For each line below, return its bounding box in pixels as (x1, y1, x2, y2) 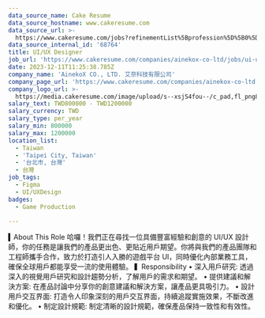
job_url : (8, 56, 37, 64)
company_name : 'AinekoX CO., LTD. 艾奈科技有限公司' (8, 70, 176, 78)
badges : (8, 195, 34, 203)
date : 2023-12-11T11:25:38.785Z (8, 63, 114, 71)
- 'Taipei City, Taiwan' (15, 151, 97, 159)
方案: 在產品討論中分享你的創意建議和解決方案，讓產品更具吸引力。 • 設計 (14, 282, 255, 291)
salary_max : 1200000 (8, 129, 77, 137)
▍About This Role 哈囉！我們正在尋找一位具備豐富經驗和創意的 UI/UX (8, 233, 234, 242)
